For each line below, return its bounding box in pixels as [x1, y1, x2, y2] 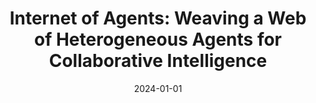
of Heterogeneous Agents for [33, 28, 283, 51]
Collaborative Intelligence [48, 50, 268, 72]
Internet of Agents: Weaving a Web [9, 7, 307, 30]
